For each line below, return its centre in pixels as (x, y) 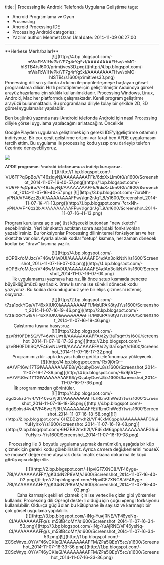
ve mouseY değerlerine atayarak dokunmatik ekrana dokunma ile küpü (76, 454)
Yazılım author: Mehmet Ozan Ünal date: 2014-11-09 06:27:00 (74, 37)
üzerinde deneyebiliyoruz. (31, 148)
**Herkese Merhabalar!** (32, 51)
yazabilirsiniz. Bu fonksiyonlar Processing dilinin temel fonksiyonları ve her (80, 233)
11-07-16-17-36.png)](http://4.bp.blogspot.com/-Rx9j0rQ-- (82, 372)
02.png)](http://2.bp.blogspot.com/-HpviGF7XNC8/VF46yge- (82, 480)
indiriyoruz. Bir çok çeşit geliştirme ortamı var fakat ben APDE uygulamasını (81, 138)
